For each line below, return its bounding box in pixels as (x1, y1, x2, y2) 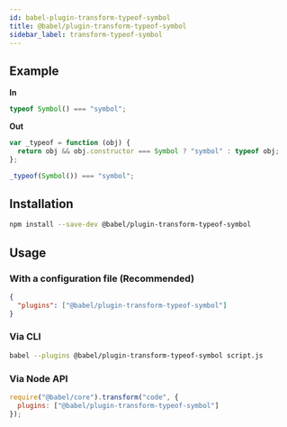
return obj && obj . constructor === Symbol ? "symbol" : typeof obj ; (17, 146, 280, 156)
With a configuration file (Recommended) (9, 272, 195, 285)
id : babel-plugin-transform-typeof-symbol (9, 13, 171, 23)
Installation (9, 195, 74, 212)
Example (9, 63, 59, 78)
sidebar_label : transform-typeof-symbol (9, 30, 164, 39)
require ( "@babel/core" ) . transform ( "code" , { (9, 393, 179, 402)
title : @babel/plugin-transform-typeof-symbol (9, 22, 187, 31)
